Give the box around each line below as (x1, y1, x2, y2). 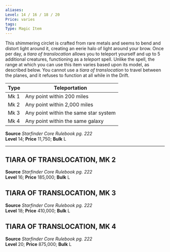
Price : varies (5, 17, 35, 22)
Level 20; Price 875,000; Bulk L (5, 241, 72, 247)
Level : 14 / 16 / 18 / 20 (5, 12, 60, 17)
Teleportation (54, 85, 88, 92)
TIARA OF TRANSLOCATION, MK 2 (5, 155, 116, 164)
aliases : (5, 7, 24, 13)
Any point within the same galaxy (25, 117, 104, 124)
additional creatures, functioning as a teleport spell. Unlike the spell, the (5, 56, 155, 62)
